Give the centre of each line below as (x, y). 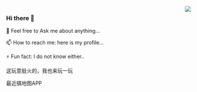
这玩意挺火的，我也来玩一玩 (40, 71)
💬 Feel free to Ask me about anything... (53, 31)
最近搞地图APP (24, 83)
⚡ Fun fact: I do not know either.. (45, 57)
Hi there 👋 (21, 18)
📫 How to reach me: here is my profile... (55, 43)
